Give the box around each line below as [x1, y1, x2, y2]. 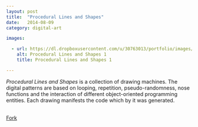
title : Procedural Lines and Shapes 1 [16, 57, 112, 63]
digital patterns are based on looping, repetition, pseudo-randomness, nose [6, 84, 190, 91]
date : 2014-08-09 [6, 19, 54, 25]
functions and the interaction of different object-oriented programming [6, 90, 178, 97]
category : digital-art [6, 25, 62, 31]
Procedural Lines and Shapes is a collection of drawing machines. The [6, 78, 178, 85]
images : [6, 36, 25, 42]
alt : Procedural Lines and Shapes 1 [16, 52, 107, 57]
